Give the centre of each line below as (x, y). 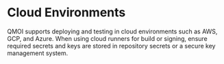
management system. (38, 53)
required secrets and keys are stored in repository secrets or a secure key (111, 46)
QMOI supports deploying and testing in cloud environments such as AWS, (112, 31)
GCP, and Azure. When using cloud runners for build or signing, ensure (107, 38)
